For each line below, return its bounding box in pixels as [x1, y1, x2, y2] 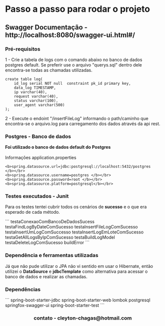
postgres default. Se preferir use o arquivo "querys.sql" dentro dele [5, 62, 142, 67]
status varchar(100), [14, 98, 58, 103]
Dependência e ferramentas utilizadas [5, 252, 99, 259]
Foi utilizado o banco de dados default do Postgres [5, 144, 111, 150]
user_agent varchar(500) [14, 102, 65, 107]
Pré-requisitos [5, 45, 40, 52]
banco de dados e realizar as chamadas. [5, 273, 88, 279]
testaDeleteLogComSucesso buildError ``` [5, 240, 90, 246]
